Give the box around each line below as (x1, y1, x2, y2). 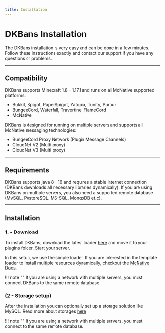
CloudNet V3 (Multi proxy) (12, 147, 65, 153)
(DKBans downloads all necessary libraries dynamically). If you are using (5, 184, 153, 190)
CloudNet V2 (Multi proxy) (12, 142, 65, 148)
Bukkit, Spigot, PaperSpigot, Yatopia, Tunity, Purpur (12, 102, 117, 108)
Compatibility (5, 74, 48, 82)
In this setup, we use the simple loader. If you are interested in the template (5, 254, 157, 260)
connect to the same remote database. (5, 323, 83, 329)
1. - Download (5, 229, 38, 235)
